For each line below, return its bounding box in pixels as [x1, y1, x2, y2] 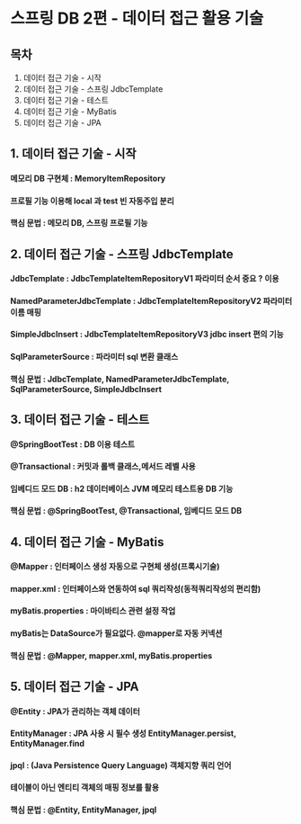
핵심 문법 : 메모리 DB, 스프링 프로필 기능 [10, 218, 148, 228]
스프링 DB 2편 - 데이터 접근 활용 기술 [10, 8, 264, 29]
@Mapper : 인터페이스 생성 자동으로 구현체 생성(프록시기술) [10, 561, 220, 572]
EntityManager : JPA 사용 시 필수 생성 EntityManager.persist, [10, 728, 236, 739]
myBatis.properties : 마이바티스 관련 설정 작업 [10, 605, 176, 616]
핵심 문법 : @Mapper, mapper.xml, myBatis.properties [10, 649, 213, 661]
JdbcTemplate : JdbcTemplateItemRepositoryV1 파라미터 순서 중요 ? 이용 [10, 273, 279, 284]
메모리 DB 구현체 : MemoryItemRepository [10, 173, 166, 184]
